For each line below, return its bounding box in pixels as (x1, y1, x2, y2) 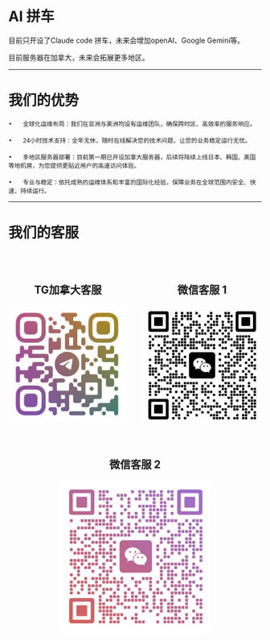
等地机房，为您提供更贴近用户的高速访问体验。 (8, 162, 141, 170)
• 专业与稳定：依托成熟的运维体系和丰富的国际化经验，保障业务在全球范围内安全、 (8, 178, 251, 186)
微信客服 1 (177, 283, 227, 297)
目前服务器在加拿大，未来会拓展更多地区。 (8, 52, 149, 62)
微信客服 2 (108, 457, 162, 471)
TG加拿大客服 (34, 283, 102, 297)
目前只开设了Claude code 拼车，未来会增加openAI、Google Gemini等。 (8, 35, 245, 45)
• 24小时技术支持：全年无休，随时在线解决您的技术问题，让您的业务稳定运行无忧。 (8, 136, 252, 145)
